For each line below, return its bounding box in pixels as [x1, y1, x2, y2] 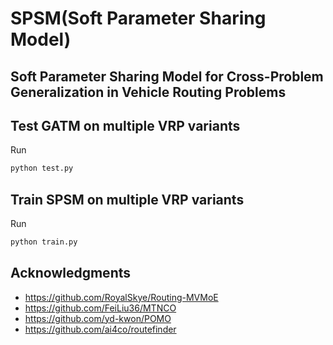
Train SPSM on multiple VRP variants [10, 191, 245, 208]
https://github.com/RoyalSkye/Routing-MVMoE [24, 291, 219, 303]
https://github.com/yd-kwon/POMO [24, 312, 172, 324]
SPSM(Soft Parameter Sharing [10, 7, 267, 30]
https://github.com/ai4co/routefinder [24, 323, 177, 335]
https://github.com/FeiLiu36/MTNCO [24, 302, 177, 314]
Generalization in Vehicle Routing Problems [10, 83, 287, 101]
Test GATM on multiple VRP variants [10, 117, 241, 134]
